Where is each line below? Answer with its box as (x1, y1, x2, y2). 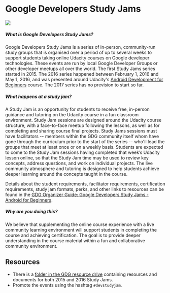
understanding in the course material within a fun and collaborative (5, 237, 146, 244)
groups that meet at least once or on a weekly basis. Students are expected (5, 144, 163, 150)
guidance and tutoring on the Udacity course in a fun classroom (5, 111, 139, 117)
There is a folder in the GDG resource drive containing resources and (12, 271, 157, 277)
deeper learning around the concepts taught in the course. (5, 171, 128, 177)
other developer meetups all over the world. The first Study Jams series (5, 66, 156, 72)
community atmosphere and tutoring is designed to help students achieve (5, 166, 160, 172)
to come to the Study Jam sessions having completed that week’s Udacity (5, 149, 160, 155)
